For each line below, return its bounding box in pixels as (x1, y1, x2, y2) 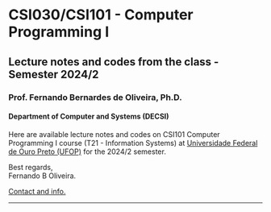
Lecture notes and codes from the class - (8, 55, 219, 69)
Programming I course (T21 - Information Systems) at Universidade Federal (8, 138, 258, 148)
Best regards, (8, 162, 53, 172)
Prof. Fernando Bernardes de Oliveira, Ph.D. (8, 91, 183, 102)
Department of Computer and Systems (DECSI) (8, 111, 169, 122)
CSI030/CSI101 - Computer (8, 6, 194, 24)
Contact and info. (8, 186, 66, 196)
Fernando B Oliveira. (8, 171, 77, 181)
